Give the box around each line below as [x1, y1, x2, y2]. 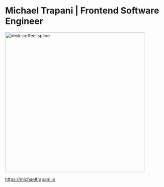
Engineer [5, 15, 43, 27]
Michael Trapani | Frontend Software [5, 5, 160, 16]
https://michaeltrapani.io [5, 176, 56, 182]
